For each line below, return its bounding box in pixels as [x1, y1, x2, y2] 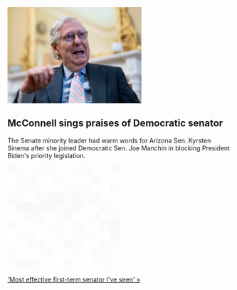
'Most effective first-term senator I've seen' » [7, 275, 141, 284]
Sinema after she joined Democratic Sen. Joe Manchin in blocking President [7, 143, 230, 152]
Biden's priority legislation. [7, 151, 86, 160]
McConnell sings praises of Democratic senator [7, 118, 223, 130]
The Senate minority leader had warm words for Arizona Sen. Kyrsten [7, 136, 211, 145]
